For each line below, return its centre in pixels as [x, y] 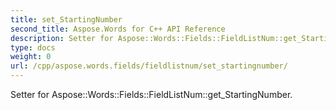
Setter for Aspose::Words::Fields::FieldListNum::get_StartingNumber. [151, 94]
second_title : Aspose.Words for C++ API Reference [118, 29]
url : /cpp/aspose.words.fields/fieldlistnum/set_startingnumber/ [149, 66]
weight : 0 [31, 57]
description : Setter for [62, 38]
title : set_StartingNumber [66, 19]
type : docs [33, 47]
